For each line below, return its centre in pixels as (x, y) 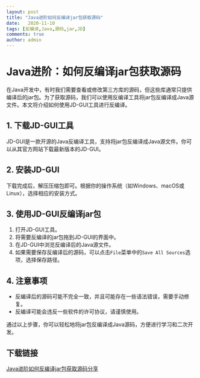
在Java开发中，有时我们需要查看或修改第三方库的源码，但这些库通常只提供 (99, 90)
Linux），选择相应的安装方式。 (43, 193)
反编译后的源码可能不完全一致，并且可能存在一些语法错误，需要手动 (99, 296)
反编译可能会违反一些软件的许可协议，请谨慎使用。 (78, 311)
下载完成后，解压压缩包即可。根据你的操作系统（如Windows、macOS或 (95, 186)
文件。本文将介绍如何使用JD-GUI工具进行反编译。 (68, 105)
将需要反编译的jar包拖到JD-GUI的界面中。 (67, 237)
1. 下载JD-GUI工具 (40, 125)
